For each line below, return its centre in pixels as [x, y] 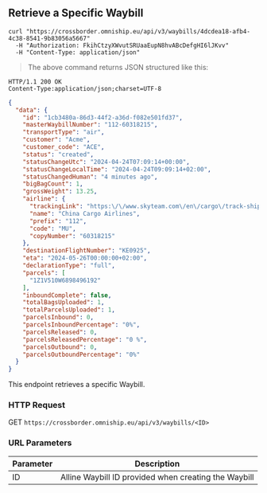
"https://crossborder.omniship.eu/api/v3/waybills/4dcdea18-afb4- [138, 31]
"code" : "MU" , [53, 229]
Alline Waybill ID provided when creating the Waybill [157, 477]
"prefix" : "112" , [58, 221]
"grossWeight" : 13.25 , [60, 192]
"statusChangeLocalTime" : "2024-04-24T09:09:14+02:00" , [117, 169]
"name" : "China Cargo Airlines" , [85, 213]
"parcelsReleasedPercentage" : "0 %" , [85, 339]
